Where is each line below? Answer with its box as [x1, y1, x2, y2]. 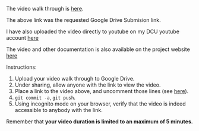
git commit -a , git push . [14, 94, 76, 101]
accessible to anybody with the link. [14, 107, 103, 113]
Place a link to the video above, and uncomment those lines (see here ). [14, 88, 189, 94]
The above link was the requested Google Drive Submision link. [6, 17, 162, 23]
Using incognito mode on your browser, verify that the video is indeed [14, 100, 186, 107]
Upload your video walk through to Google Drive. [14, 75, 135, 82]
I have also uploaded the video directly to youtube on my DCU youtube [6, 28, 180, 35]
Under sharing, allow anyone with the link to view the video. [14, 81, 162, 88]
